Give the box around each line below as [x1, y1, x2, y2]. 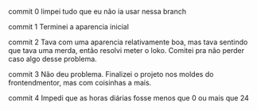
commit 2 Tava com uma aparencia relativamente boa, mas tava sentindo [8, 37, 248, 47]
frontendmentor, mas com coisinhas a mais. [8, 78, 152, 87]
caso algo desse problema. [8, 55, 97, 63]
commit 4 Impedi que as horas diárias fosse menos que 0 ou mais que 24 [8, 93, 249, 102]
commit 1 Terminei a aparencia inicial [8, 22, 130, 31]
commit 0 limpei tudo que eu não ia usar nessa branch [8, 7, 187, 16]
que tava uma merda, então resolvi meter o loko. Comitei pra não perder [8, 46, 245, 55]
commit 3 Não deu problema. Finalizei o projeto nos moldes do [8, 70, 214, 78]
